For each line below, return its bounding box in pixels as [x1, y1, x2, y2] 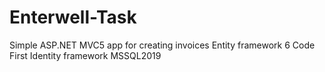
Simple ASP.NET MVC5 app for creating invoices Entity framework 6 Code [9, 39, 316, 51]
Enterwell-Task [9, 6, 137, 29]
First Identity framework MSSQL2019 [9, 49, 162, 61]
